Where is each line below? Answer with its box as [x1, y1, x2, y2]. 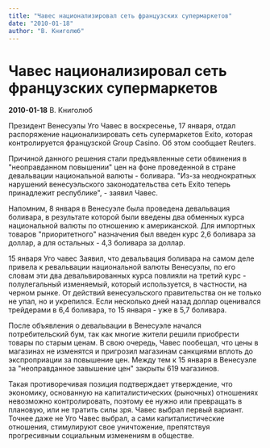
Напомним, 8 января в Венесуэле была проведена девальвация [8, 203, 231, 214]
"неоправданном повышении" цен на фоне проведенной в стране [8, 162, 236, 172]
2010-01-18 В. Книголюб [8, 106, 93, 115]
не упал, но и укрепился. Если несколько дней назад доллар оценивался [8, 296, 261, 307]
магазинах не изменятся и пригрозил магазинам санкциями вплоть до [8, 346, 254, 356]
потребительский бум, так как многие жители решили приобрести [8, 329, 239, 339]
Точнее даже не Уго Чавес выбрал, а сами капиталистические [8, 413, 225, 424]
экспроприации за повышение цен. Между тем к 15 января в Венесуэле [8, 355, 257, 365]
